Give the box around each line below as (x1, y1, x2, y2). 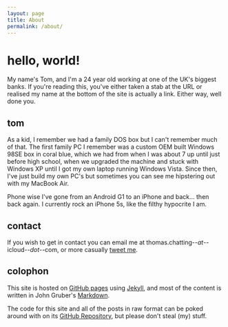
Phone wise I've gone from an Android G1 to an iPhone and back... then (7, 193, 209, 201)
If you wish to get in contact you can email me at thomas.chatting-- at (7, 238, 204, 246)
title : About (7, 17, 45, 23)
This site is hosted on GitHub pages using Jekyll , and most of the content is (7, 284, 222, 292)
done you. (7, 97, 36, 105)
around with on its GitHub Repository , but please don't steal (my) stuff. (7, 311, 207, 320)
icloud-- (7, 245, 30, 253)
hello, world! (7, 52, 81, 68)
